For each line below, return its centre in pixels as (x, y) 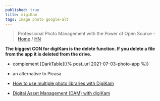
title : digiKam (21, 15)
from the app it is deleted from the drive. (48, 54)
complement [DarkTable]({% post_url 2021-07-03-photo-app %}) (81, 64)
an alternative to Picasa (37, 74)
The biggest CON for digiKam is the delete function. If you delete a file (80, 49)
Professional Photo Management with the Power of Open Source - (86, 34)
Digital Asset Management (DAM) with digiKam (61, 93)
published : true (22, 10)
